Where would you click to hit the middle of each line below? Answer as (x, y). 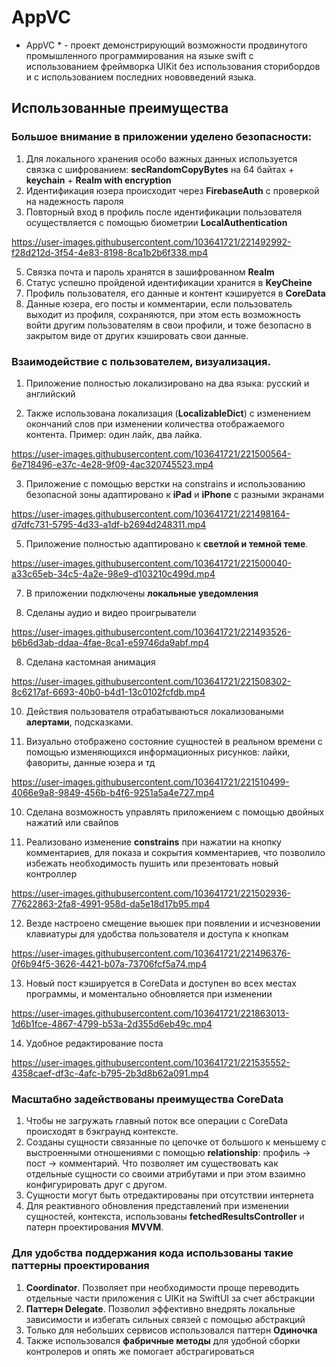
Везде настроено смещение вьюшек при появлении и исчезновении (173, 923)
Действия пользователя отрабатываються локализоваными (154, 711)
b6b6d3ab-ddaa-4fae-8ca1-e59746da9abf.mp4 (110, 642)
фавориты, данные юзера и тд (90, 762)
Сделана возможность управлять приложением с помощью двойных (175, 812)
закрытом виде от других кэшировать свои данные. (137, 335)
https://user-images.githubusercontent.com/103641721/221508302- (151, 681)
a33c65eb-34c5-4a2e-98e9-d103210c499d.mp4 (113, 573)
